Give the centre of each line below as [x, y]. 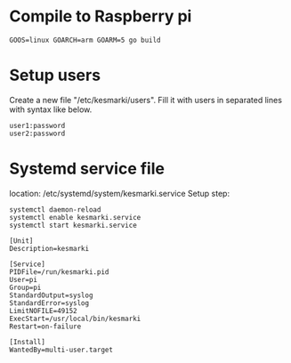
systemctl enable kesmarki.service [75, 217]
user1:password [37, 125]
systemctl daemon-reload [55, 210]
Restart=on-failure [45, 327]
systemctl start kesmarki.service [73, 225]
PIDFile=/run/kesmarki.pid [59, 272]
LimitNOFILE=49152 [43, 311]
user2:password [37, 133]
